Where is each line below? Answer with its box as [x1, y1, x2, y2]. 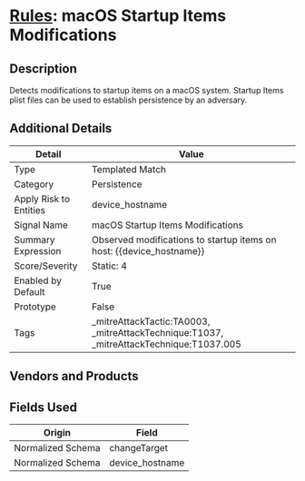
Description [9, 61, 77, 76]
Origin [44, 427, 71, 439]
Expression [14, 244, 62, 257]
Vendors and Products [9, 368, 139, 384]
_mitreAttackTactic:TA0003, [92, 315, 211, 328]
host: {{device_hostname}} [92, 244, 205, 257]
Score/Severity [14, 260, 78, 272]
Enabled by [14, 274, 62, 287]
